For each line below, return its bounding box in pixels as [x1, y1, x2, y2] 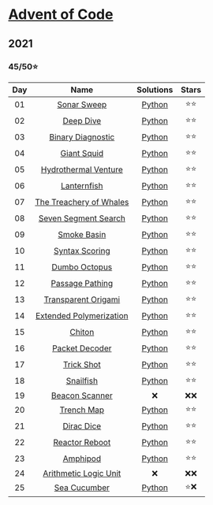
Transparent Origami [43, 294, 121, 305]
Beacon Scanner [50, 390, 113, 401]
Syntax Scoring [54, 246, 110, 257]
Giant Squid [60, 148, 104, 159]
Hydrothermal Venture [40, 164, 124, 175]
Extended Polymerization [35, 310, 129, 321]
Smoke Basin [58, 229, 106, 240]
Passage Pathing [50, 278, 114, 289]
